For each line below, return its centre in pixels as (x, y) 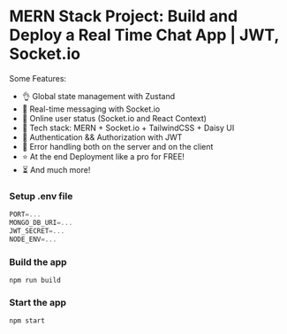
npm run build (35, 281)
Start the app (38, 302)
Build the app (38, 261)
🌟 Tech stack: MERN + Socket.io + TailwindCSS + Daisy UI (128, 128)
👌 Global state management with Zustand (98, 96)
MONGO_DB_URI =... (41, 223)
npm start (27, 321)
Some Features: (38, 78)
